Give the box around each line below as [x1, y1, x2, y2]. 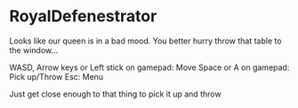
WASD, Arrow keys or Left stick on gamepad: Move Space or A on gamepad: [9, 62, 290, 73]
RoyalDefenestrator [9, 6, 157, 27]
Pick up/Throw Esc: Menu [9, 71, 104, 81]
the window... [9, 44, 59, 55]
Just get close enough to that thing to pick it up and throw [9, 89, 221, 99]
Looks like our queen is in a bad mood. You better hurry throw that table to [9, 35, 282, 46]
